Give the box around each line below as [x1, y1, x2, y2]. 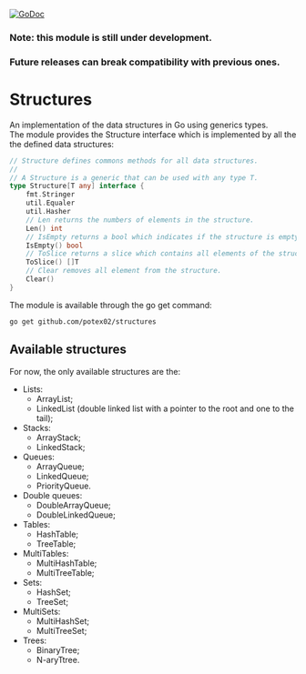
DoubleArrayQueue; [36, 499, 111, 510]
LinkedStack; [36, 441, 86, 452]
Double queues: [22, 489, 83, 500]
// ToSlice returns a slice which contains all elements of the [25, 249, 275, 258]
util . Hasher [25, 207, 71, 216]
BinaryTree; [36, 644, 80, 655]
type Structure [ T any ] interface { [9, 182, 145, 191]
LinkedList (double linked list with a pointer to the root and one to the [36, 403, 294, 414]
